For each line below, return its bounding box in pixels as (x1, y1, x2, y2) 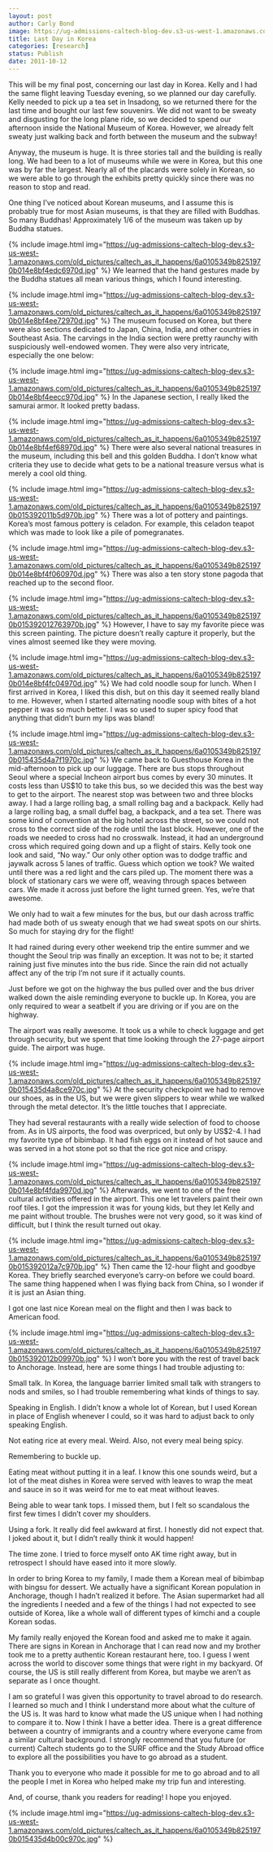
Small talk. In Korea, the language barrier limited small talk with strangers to (8, 1377, 262, 1388)
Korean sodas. (8, 1617, 57, 1627)
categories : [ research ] (8, 42, 89, 50)
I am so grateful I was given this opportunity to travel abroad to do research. (8, 1691, 263, 1701)
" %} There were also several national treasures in (93, 442, 262, 452)
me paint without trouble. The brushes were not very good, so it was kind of (8, 1211, 262, 1221)
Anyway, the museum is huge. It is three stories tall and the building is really (8, 147, 262, 157)
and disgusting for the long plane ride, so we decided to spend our (8, 114, 232, 124)
